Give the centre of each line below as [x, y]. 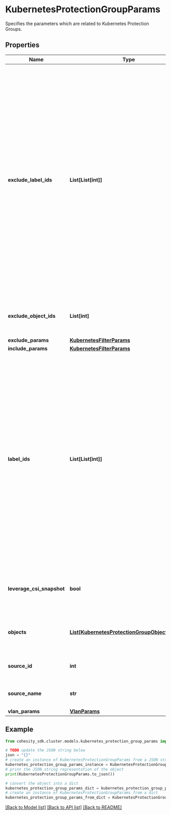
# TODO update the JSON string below [45, 750]
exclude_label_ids [30, 180]
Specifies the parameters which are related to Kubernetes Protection [77, 24]
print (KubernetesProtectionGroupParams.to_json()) [60, 774]
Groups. [14, 29]
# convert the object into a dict [42, 783]
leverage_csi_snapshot [36, 589]
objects [17, 632]
